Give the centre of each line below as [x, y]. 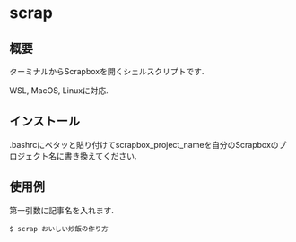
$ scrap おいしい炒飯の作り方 [59, 229]
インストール [45, 121]
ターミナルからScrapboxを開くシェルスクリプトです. [107, 71]
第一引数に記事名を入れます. [62, 210]
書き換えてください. [100, 156]
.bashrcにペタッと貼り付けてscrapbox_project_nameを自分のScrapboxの [144, 144]
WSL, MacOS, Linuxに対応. [59, 91]
